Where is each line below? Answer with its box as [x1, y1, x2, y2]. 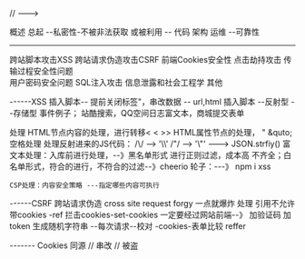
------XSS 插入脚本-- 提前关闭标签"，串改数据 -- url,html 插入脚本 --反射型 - [9, 96, 295, 107]
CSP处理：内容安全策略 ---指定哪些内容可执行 [9, 181, 161, 190]
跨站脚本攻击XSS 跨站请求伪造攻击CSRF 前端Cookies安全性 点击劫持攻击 [9, 55, 282, 65]
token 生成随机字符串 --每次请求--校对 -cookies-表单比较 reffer [9, 221, 247, 231]
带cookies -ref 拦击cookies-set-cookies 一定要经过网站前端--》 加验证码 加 [9, 209, 292, 220]
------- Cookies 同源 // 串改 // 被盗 [9, 240, 139, 251]
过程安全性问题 [16, 65, 74, 76]
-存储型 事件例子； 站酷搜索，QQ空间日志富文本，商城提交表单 [9, 108, 245, 118]
